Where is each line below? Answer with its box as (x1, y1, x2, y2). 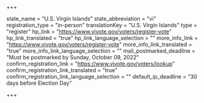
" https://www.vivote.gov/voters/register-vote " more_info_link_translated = (6, 41, 192, 48)
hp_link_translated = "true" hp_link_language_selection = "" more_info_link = (6, 35, 199, 41)
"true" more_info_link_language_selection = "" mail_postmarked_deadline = (6, 47, 195, 55)
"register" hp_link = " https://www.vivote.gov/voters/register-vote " (6, 28, 172, 35)
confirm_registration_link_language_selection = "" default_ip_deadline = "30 (6, 73, 197, 80)
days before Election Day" (6, 79, 72, 87)
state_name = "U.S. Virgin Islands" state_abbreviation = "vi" (6, 15, 156, 22)
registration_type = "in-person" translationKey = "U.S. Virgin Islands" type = (6, 22, 197, 28)
